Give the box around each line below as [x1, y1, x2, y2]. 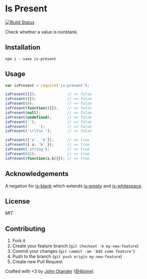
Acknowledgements [5, 170, 69, 178]
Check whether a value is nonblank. [5, 29, 78, 35]
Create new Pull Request [12, 259, 63, 265]
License [5, 197, 30, 205]
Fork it [12, 238, 26, 244]
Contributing [5, 225, 46, 233]
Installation [5, 43, 41, 52]
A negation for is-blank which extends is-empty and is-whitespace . [5, 183, 143, 188]
